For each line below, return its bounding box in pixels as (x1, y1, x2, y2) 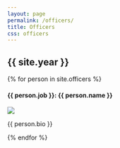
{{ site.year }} (7, 56, 69, 68)
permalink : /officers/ (7, 17, 74, 24)
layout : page (7, 10, 46, 18)
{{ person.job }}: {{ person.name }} (7, 91, 113, 99)
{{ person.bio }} (7, 120, 53, 128)
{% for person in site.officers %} (7, 75, 102, 83)
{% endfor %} (7, 133, 48, 142)
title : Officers (7, 23, 55, 30)
